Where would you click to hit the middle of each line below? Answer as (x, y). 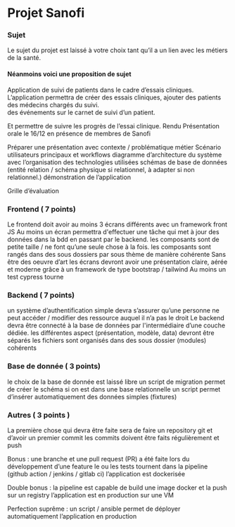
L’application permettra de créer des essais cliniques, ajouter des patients (114, 97)
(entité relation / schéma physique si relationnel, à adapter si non (101, 169)
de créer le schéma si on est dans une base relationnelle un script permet (114, 389)
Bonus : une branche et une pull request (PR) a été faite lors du (99, 459)
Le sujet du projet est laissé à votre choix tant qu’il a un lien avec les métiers (118, 50)
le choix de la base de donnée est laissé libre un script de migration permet (116, 382)
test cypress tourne (36, 277)
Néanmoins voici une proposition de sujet (69, 74)
